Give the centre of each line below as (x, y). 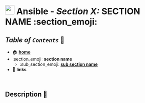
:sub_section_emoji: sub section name (59, 64)
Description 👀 (26, 94)
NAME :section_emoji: (51, 22)
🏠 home (21, 52)
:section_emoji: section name (42, 59)
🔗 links (19, 69)
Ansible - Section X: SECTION (78, 12)
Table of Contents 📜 (35, 40)
